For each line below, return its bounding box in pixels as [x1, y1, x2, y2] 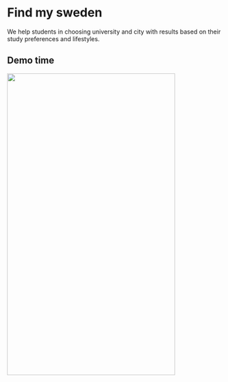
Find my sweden [7, 5, 103, 21]
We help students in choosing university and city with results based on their [7, 27, 221, 36]
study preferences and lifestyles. [7, 34, 100, 43]
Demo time [7, 55, 55, 67]
